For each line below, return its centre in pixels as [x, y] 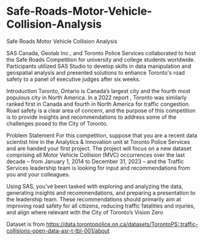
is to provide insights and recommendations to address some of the [91, 117]
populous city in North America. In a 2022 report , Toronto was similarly [97, 97]
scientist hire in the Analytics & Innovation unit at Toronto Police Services [98, 141]
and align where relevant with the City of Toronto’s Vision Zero [85, 212]
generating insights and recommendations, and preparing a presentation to [101, 193]
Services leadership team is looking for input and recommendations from [98, 168]
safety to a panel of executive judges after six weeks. [73, 79]
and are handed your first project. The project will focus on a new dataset [99, 148]
